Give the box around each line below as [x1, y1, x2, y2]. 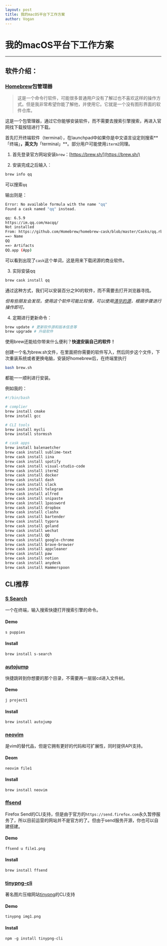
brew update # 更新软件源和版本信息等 [5, 324, 77, 330]
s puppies [5, 630, 26, 635]
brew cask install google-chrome [5, 537, 74, 542]
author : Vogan [5, 16, 35, 21]
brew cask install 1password [5, 500, 65, 506]
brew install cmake [5, 409, 46, 414]
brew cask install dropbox [5, 505, 61, 510]
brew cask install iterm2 [5, 468, 58, 473]
